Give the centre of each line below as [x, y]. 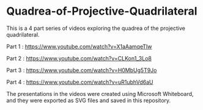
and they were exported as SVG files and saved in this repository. [89, 100]
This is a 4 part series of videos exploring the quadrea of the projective [96, 28]
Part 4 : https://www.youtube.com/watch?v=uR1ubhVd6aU [80, 82]
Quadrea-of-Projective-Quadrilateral [102, 11]
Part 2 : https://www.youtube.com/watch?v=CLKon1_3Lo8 [79, 58]
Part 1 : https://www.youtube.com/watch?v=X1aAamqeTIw [79, 46]
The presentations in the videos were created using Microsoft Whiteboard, [100, 94]
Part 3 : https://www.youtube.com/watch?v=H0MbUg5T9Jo [82, 70]
